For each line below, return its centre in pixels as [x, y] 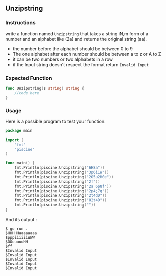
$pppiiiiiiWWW [20, 237]
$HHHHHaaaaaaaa [21, 233]
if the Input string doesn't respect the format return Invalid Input [81, 64]
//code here [27, 93]
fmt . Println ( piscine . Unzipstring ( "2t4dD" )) [61, 196]
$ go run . [17, 229]
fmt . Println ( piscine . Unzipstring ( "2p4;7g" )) [62, 191]
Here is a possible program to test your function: [55, 121]
